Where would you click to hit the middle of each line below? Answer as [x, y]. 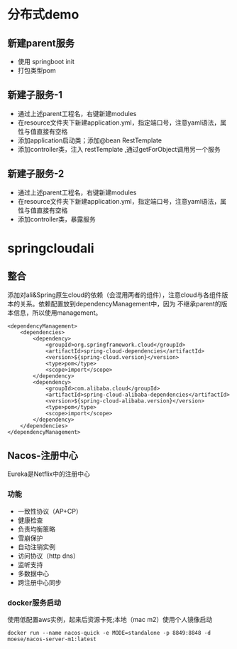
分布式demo [43, 15]
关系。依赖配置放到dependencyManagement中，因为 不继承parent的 [120, 303]
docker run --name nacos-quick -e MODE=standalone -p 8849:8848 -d [109, 633]
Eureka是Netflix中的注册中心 [49, 474]
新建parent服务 [41, 43]
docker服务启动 [34, 603]
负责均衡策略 [36, 529]
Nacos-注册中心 [43, 456]
